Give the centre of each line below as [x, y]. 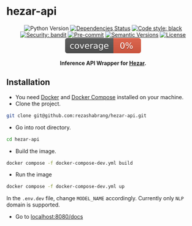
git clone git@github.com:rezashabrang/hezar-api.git [77, 115]
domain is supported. [33, 205]
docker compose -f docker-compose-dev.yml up [65, 187]
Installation [28, 82]
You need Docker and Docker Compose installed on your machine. [99, 97]
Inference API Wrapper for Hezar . [103, 63]
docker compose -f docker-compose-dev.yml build [70, 163]
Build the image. [36, 151]
